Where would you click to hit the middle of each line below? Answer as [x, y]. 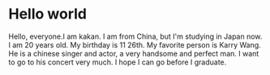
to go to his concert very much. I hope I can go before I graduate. [118, 62]
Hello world [48, 14]
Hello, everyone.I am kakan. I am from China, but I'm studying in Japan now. [135, 36]
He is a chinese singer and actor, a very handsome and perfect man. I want [134, 53]
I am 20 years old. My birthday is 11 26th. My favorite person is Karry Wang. [135, 44]
